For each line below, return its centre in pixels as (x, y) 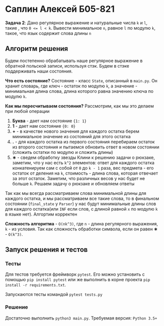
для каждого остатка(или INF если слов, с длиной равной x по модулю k (82, 209)
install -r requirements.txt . (36, 285)
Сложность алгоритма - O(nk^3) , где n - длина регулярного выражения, (82, 223)
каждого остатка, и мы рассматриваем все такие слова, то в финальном (82, 198)
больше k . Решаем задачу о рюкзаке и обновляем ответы (73, 183)
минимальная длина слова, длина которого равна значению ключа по (79, 91)
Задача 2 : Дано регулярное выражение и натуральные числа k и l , (76, 23)
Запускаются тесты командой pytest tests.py (54, 294)
